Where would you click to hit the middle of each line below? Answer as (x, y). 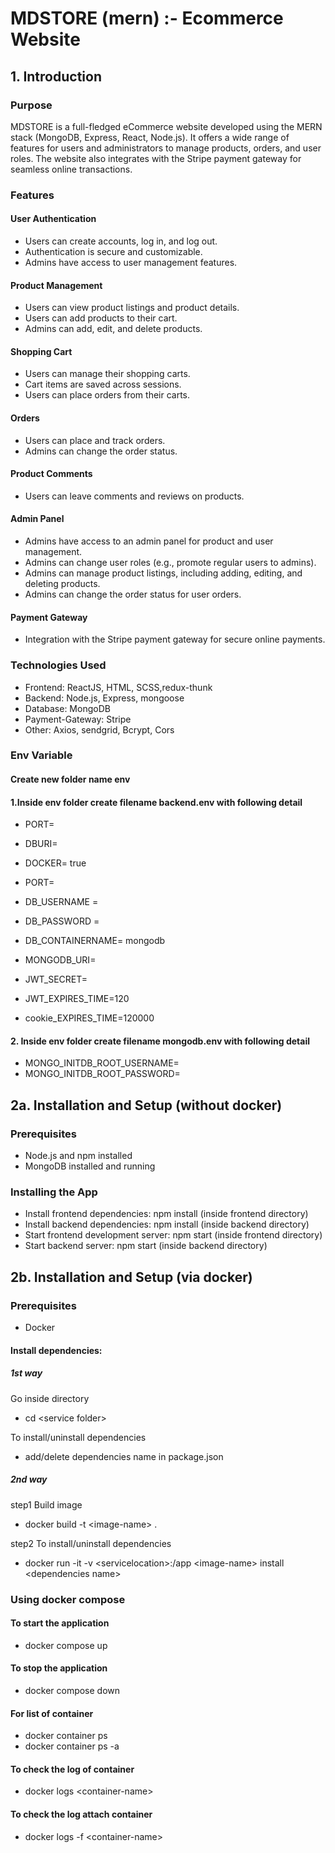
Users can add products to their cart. (101, 318)
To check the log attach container (81, 1814)
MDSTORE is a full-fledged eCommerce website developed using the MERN (166, 126)
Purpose (31, 105)
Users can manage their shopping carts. (107, 374)
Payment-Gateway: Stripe (78, 719)
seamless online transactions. (71, 169)
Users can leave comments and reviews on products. (134, 496)
